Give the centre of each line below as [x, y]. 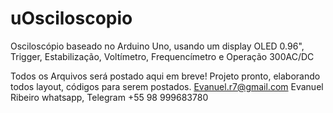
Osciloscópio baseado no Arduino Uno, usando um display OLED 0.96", [157, 46]
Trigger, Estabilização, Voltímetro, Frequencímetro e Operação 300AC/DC [162, 56]
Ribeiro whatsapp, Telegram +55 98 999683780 [109, 97]
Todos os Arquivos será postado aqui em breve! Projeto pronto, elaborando [165, 76]
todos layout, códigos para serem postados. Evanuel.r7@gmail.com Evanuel [167, 86]
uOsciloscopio [71, 18]
